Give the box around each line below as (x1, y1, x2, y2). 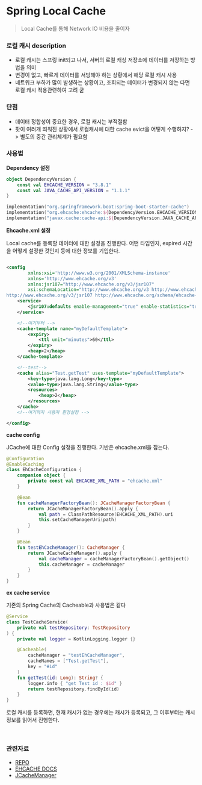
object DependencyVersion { (6, 176, 77, 182)
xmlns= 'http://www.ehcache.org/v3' (28, 275, 117, 281)
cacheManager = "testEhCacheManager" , (28, 652, 125, 658)
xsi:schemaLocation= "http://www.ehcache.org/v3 (28, 287, 149, 293)
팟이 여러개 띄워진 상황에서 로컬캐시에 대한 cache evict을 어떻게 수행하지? (14, 125, 189, 133)
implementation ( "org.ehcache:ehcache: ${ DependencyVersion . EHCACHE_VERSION (6, 210, 198, 216)
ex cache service (6, 589, 50, 596)
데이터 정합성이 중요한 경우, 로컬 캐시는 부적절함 (14, 117, 127, 125)
